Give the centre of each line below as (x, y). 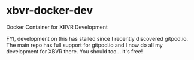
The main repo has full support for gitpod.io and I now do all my (84, 45)
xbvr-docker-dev (50, 10)
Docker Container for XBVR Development (57, 27)
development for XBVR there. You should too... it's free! (75, 51)
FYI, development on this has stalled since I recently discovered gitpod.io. (97, 38)
